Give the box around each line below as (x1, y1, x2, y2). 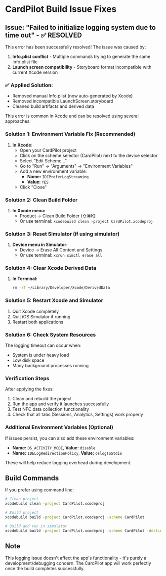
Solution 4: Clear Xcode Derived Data (5, 265, 97, 272)
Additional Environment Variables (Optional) (5, 424, 114, 431)
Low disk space (12, 357, 44, 363)
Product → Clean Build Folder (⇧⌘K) (19, 213, 96, 219)
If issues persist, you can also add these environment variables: (5, 435, 135, 441)
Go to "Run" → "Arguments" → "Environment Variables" (19, 163, 133, 169)
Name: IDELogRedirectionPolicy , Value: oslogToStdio (12, 450, 123, 456)
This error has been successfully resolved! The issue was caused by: (5, 44, 146, 50)
